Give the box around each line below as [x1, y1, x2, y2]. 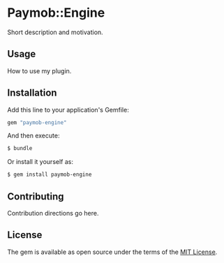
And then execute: [7, 131, 60, 140]
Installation [7, 87, 57, 99]
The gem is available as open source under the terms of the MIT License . [7, 248, 218, 256]
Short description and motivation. [7, 28, 103, 36]
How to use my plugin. [7, 66, 72, 75]
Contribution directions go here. [7, 209, 99, 217]
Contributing [7, 190, 64, 202]
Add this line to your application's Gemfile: [7, 105, 129, 114]
